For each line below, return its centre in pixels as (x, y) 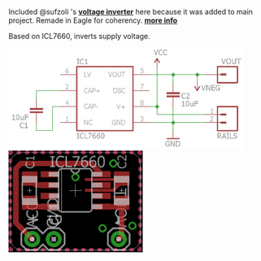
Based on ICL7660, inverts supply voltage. (79, 36)
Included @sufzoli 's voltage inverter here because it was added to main (131, 12)
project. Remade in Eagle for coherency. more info (93, 20)
